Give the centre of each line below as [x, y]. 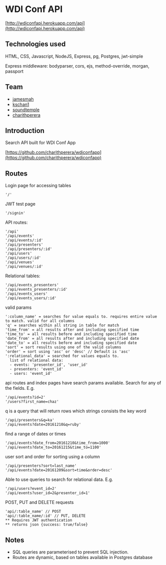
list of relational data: [37, 361]
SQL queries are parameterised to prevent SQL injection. [70, 552]
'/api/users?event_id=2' [31, 489]
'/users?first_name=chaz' [32, 402]
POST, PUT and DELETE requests [39, 502]
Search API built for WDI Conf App [40, 143]
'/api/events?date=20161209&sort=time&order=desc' [59, 470]
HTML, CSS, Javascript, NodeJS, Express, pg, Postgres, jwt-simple [74, 56]
